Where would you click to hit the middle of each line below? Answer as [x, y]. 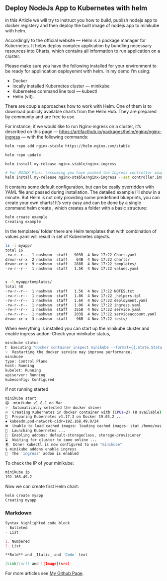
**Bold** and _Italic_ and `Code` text [46, 555]
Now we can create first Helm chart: [42, 487]
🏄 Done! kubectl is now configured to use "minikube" [64, 444]
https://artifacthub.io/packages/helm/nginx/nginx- [110, 132]
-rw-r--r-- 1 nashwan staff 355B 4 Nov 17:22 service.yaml [73, 310]
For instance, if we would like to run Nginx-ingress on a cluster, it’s [73, 126]
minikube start [21, 398]
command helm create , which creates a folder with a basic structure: [76, 208]
